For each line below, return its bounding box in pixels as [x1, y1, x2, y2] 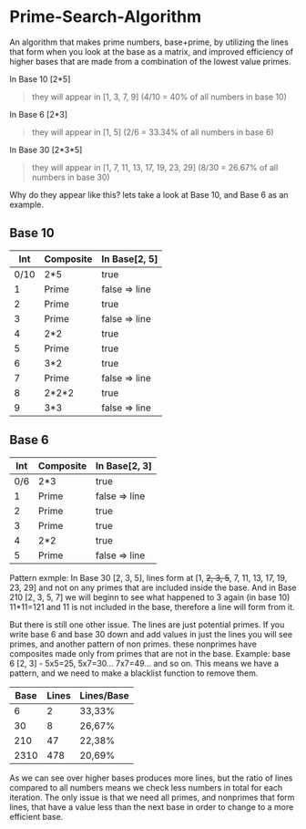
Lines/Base [79, 689, 129, 701]
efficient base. [9, 811, 64, 822]
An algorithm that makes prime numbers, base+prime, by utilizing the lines [9, 36, 289, 47]
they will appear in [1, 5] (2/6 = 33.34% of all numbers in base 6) [31, 126, 275, 138]
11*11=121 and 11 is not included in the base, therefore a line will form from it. [9, 601, 295, 612]
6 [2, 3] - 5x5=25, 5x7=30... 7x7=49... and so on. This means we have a [9, 658, 280, 668]
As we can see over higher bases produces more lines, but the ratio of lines [9, 772, 293, 783]
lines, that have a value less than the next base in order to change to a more [9, 801, 294, 813]
